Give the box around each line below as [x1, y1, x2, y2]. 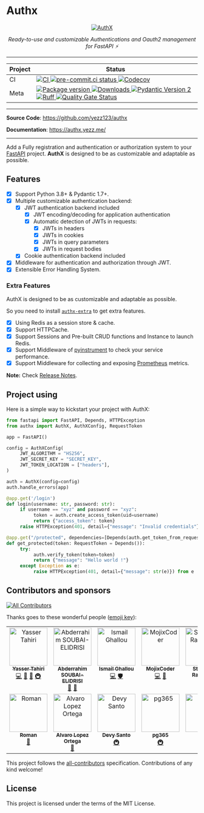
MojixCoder [146, 665, 175, 672]
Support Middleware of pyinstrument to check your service [15, 346, 163, 353]
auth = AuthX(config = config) [6, 478, 80, 485]
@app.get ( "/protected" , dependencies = [6, 534, 104, 541]
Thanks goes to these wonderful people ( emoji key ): [6, 613, 137, 620]
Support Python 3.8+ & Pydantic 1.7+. [15, 190, 109, 197]
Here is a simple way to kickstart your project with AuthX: [6, 405, 150, 413]
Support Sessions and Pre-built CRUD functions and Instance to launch [15, 333, 194, 340]
